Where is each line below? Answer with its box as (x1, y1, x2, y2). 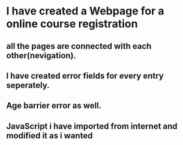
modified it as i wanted (6, 131, 93, 141)
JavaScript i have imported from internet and (6, 121, 178, 131)
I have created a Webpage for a (6, 4, 164, 18)
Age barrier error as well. (6, 100, 102, 111)
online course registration (6, 17, 138, 31)
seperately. (6, 80, 50, 90)
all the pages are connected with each (6, 41, 152, 51)
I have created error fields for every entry (6, 70, 164, 81)
